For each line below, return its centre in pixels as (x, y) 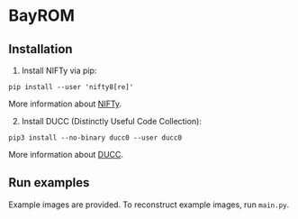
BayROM (42, 16)
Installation (41, 49)
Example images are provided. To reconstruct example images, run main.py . (149, 205)
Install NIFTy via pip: (59, 70)
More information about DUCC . (66, 155)
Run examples (49, 182)
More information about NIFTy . (65, 104)
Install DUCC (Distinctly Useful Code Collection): (111, 121)
